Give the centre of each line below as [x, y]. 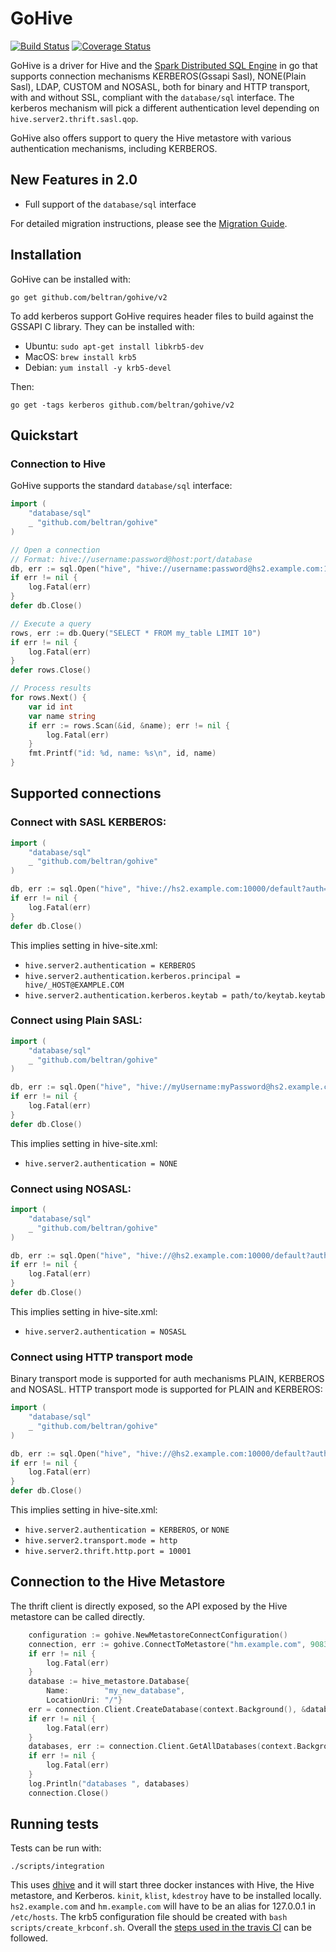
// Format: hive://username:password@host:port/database [131, 559]
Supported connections [86, 793]
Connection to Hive [58, 464]
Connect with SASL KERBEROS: [88, 822]
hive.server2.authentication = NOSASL [105, 1332]
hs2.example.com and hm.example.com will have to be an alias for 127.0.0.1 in [163, 1906]
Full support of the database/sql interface [110, 204]
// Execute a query [51, 623]
